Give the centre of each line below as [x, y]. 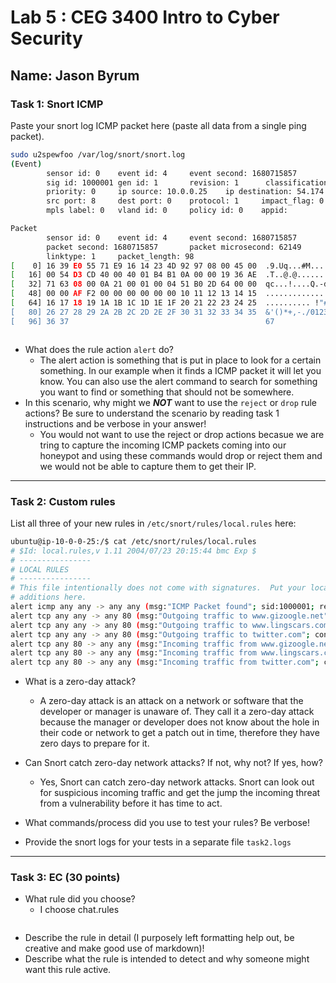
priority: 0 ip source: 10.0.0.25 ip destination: [169, 192]
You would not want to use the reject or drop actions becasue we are [182, 434]
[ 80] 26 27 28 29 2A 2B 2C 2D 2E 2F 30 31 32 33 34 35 [133, 312]
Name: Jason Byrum [75, 75]
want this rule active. [68, 970]
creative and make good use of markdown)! [114, 948]
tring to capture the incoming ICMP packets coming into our [163, 445]
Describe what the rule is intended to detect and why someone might [167, 959]
